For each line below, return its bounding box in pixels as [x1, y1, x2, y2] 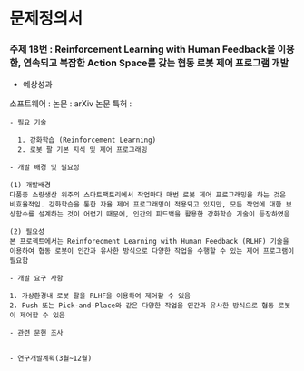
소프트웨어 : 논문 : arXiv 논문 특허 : [9, 98, 132, 109]
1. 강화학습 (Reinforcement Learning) [17, 135, 157, 145]
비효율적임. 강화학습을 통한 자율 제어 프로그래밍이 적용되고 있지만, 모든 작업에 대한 [9, 200, 282, 209]
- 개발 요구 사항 [9, 274, 64, 283]
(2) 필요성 [9, 227, 45, 236]
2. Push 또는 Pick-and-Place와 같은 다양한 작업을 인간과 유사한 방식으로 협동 [9, 301, 275, 310]
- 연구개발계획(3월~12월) [9, 354, 93, 364]
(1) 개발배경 [9, 181, 52, 190]
